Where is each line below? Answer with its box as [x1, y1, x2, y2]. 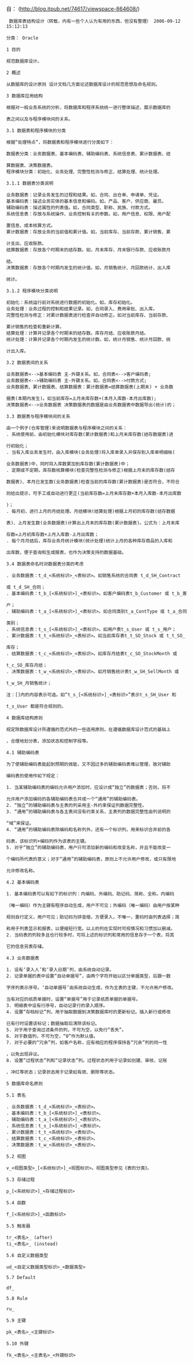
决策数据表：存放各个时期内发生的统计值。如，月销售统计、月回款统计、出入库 [6, 265, 171, 271]
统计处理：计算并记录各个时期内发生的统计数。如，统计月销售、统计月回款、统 [6, 337, 171, 342]
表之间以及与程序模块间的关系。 [6, 116, 73, 122]
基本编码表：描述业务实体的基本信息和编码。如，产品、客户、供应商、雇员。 [6, 198, 167, 204]
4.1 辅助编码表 [6, 750, 40, 756]
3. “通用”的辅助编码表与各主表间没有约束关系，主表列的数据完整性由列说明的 [6, 809, 171, 815]
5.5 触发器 [6, 1223, 31, 1229]
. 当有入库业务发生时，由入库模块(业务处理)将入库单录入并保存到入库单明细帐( [6, 449, 175, 455]
